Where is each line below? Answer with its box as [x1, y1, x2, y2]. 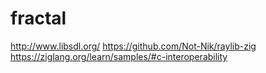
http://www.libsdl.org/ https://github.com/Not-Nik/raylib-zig [10, 40, 257, 52]
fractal [10, 7, 67, 30]
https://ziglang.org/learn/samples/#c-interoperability [10, 50, 228, 62]
